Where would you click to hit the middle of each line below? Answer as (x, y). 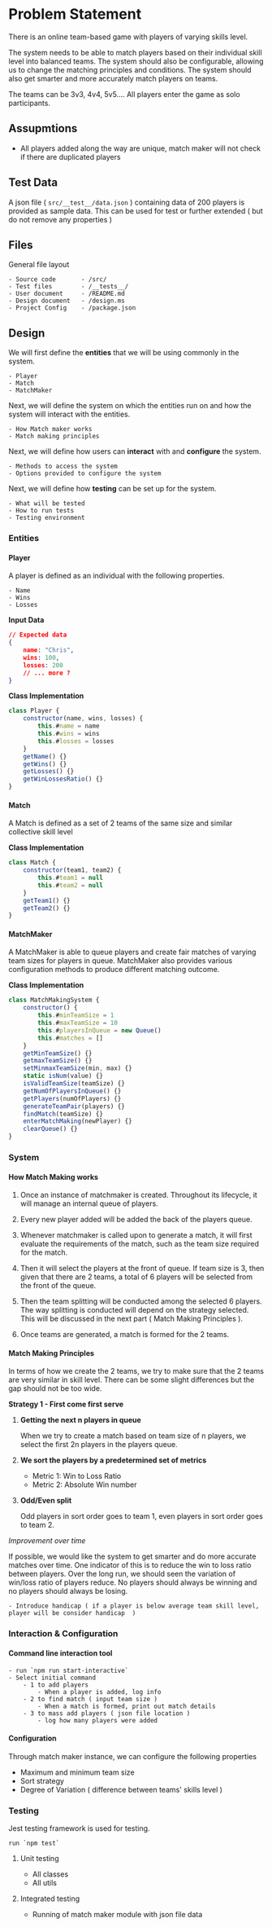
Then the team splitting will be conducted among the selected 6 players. (141, 1301)
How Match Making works (54, 1177)
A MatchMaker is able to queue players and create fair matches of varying (132, 952)
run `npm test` (34, 1843)
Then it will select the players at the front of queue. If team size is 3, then (142, 1269)
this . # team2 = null (71, 885)
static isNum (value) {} (63, 1076)
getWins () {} (45, 764)
